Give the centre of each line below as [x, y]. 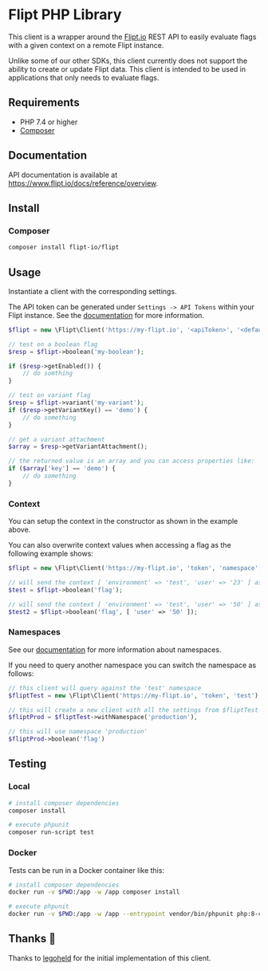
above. [20, 530]
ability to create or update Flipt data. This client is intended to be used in [127, 69]
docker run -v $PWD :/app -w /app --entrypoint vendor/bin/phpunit [121, 914]
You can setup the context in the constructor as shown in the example [123, 521]
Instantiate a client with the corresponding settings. [93, 291]
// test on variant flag [49, 395]
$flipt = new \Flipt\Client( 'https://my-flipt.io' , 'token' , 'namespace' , [135, 568]
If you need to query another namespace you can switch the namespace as [132, 665]
